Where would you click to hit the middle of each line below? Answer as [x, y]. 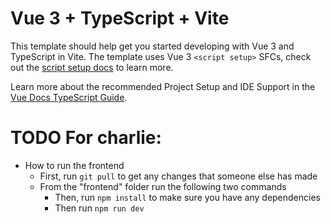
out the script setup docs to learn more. [92, 67]
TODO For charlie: [86, 138]
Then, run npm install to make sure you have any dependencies [187, 197]
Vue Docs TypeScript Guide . [69, 97]
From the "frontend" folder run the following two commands [163, 186]
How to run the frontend [74, 165]
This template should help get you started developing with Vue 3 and [152, 46]
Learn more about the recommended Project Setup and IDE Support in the [163, 86]
